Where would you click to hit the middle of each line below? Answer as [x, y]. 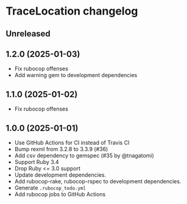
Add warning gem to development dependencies [76, 75]
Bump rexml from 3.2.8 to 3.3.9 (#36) [61, 149]
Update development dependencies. [60, 175]
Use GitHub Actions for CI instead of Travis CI [72, 143]
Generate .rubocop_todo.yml [50, 188]
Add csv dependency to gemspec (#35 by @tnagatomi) [84, 155]
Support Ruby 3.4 [37, 162]
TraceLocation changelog [72, 11]
